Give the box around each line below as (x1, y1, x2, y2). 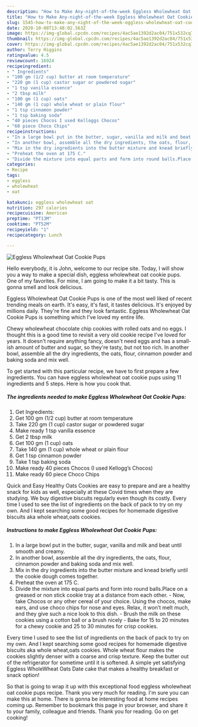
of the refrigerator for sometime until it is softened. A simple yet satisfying (6, 659, 186, 666)
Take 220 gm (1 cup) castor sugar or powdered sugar (15, 420, 145, 428)
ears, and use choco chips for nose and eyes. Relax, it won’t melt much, (15, 604, 190, 611)
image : (6, 31, 23, 36)
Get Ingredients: (15, 408, 55, 415)
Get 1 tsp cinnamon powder (15, 452, 82, 459)
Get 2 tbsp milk (15, 433, 52, 440)
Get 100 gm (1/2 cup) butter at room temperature (15, 415, 133, 422)
